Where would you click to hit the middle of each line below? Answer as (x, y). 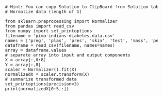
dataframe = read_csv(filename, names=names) (60, 45)
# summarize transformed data (41, 79)
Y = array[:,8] (23, 65)
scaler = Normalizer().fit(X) (41, 69)
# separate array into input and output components (68, 55)
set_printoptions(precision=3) (42, 84)
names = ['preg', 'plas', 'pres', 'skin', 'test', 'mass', (77, 41)
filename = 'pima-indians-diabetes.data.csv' (60, 36)
